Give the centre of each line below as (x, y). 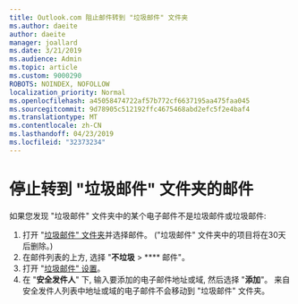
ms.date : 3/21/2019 (46, 51)
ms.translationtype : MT (54, 117)
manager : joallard (43, 42)
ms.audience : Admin (46, 59)
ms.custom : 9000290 (46, 76)
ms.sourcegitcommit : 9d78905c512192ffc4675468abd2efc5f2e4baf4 (130, 109)
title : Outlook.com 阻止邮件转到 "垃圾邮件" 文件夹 (99, 17)
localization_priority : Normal (68, 92)
